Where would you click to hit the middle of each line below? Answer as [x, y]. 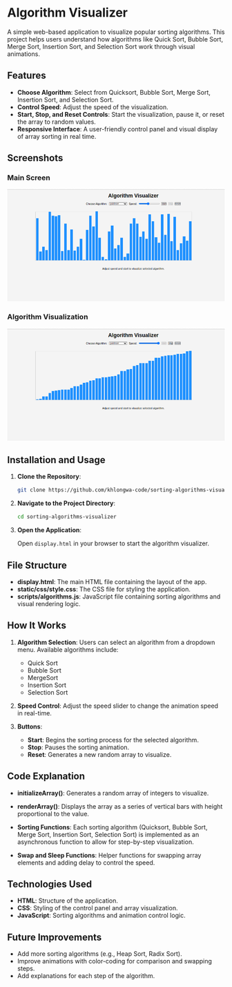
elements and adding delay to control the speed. [86, 863]
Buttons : [30, 726]
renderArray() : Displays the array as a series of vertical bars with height [120, 806]
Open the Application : [49, 530]
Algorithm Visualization [48, 317]
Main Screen [29, 178]
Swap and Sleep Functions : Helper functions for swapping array [109, 855]
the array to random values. [57, 122]
